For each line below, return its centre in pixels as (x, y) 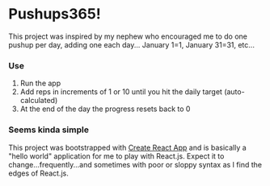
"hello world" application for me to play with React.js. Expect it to (116, 156)
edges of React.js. (38, 173)
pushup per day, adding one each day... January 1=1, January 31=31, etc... (131, 44)
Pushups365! (55, 14)
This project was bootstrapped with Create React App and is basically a (127, 147)
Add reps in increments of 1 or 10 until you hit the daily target (121, 92)
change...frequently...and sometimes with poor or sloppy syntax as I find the (135, 164)
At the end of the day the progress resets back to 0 (105, 109)
